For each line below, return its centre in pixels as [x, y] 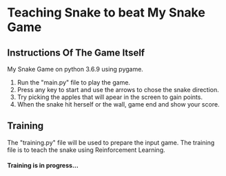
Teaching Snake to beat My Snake [106, 13]
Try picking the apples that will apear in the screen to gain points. [110, 97]
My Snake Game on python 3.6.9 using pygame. [75, 69]
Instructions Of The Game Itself [76, 53]
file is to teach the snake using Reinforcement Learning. [86, 150]
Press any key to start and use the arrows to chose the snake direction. [118, 90]
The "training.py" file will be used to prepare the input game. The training [111, 142]
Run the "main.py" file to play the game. [74, 82]
